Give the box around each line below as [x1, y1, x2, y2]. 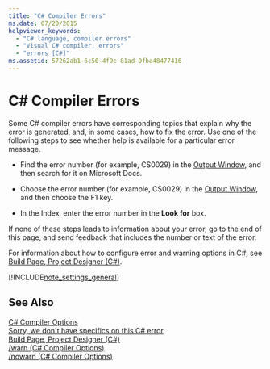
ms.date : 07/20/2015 [8, 19, 78, 27]
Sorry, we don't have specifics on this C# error [8, 325, 164, 335]
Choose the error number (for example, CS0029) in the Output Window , [19, 183, 259, 194]
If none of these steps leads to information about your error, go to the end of [8, 224, 262, 233]
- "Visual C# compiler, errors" [15, 42, 125, 50]
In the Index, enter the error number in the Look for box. [19, 208, 206, 218]
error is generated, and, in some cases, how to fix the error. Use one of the [8, 127, 257, 136]
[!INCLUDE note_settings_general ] [8, 272, 119, 282]
